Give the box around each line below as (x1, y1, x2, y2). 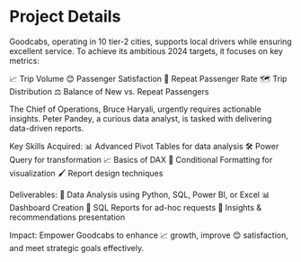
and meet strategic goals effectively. (9, 242, 145, 253)
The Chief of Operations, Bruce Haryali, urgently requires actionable (9, 104, 262, 114)
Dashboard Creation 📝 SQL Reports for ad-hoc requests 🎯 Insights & (9, 202, 262, 212)
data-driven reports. (9, 122, 84, 133)
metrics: (9, 55, 40, 66)
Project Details (9, 6, 121, 27)
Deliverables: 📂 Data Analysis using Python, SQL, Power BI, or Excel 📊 (9, 189, 270, 200)
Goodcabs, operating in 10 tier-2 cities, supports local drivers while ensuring (9, 36, 292, 47)
